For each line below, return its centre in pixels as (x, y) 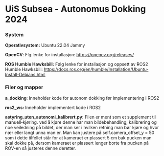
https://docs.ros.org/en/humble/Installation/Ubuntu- (96, 69)
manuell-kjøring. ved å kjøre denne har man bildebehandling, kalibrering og (81, 122)
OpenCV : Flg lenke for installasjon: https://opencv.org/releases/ (70, 55)
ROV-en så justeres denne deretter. (41, 148)
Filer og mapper (24, 88)
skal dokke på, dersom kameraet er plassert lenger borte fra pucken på (77, 143)
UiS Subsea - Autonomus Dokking (75, 9)
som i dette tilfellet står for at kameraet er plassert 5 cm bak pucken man (78, 137)
